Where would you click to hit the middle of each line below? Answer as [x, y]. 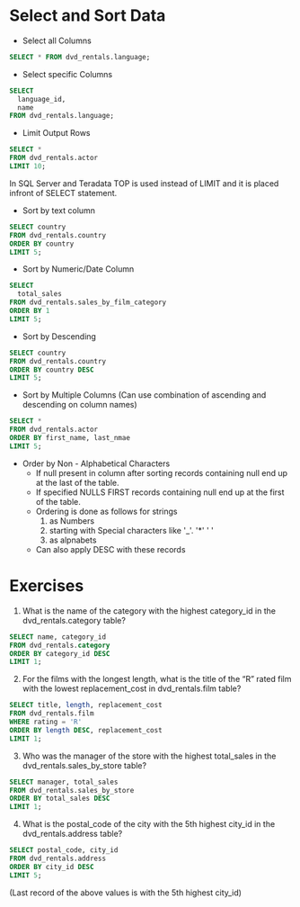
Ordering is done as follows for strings [106, 511]
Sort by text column [59, 210]
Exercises [47, 586]
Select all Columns [57, 40]
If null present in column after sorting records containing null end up [162, 472]
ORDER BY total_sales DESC [60, 799]
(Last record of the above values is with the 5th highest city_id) [126, 893]
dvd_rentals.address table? [72, 834]
